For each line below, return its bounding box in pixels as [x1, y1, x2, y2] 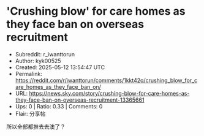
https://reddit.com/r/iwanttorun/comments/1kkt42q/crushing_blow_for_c [15, 77, 198, 84]
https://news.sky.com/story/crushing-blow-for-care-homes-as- [29, 89, 190, 97]
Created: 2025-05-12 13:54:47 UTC [15, 63, 105, 71]
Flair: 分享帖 [15, 110, 46, 117]
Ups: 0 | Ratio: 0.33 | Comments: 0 [15, 102, 103, 110]
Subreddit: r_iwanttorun [15, 50, 75, 58]
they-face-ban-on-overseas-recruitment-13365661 [15, 96, 145, 104]
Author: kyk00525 [15, 57, 61, 64]
